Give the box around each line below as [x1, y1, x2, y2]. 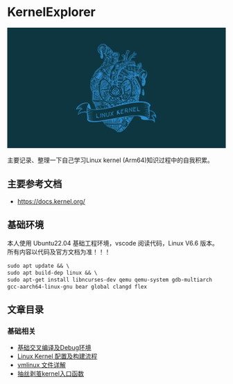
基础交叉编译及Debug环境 [17, 344, 92, 352]
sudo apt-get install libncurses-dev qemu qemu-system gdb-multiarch [7, 276, 213, 283]
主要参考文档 [7, 178, 62, 190]
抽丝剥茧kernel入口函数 [17, 369, 85, 378]
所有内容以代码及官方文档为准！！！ [7, 248, 111, 256]
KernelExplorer [7, 4, 96, 20]
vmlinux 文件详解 [17, 361, 66, 369]
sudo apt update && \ [7, 262, 70, 269]
